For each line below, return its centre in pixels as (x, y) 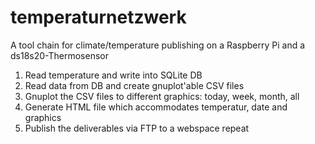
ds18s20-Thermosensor (59, 55)
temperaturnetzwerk (98, 17)
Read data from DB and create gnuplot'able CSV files (134, 85)
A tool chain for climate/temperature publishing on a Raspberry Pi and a (158, 45)
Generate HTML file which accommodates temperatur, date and (156, 107)
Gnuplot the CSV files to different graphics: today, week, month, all (162, 96)
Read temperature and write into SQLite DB (113, 75)
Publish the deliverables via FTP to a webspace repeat (137, 128)
